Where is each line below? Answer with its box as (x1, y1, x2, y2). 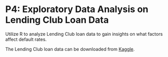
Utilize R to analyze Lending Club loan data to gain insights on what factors (5, 31, 163, 37)
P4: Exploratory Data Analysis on (5, 4, 149, 15)
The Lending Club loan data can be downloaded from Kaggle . (5, 46, 135, 52)
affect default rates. (5, 36, 47, 42)
